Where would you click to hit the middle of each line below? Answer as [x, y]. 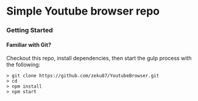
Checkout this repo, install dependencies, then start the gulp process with [99, 58]
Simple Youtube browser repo [83, 11]
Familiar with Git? [29, 44]
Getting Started [30, 30]
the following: [23, 64]
